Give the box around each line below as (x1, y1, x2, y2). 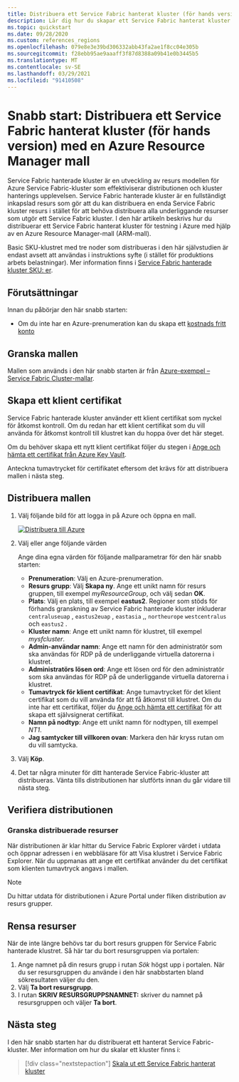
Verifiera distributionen (7, 803, 114, 816)
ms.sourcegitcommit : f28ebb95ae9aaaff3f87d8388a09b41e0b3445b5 (7, 51, 199, 58)
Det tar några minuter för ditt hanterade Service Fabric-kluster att (17, 768, 210, 777)
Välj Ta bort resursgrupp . (17, 983, 93, 991)
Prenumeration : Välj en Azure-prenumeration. (28, 574, 164, 582)
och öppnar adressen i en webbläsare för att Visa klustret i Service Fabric (7, 849, 223, 857)
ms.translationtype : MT (7, 57, 78, 64)
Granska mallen (7, 347, 78, 360)
